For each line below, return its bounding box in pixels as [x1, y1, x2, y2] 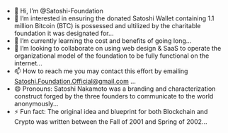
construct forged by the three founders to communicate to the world [13, 92, 214, 100]
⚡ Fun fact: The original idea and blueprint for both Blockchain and [13, 108, 208, 115]
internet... [13, 59, 42, 67]
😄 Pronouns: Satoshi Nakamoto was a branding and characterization [13, 84, 216, 93]
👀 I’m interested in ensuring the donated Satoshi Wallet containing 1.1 [13, 14, 215, 23]
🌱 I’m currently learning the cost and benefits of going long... [13, 37, 192, 45]
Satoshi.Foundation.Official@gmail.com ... [13, 77, 137, 85]
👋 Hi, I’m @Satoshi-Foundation [13, 7, 104, 15]
